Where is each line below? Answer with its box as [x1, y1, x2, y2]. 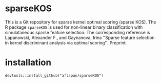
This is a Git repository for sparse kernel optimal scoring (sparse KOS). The [5, 19, 156, 25]
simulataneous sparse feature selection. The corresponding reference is [5, 29, 150, 35]
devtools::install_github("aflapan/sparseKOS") [5, 73, 104, 78]
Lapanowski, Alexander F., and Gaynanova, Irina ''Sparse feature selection [5, 35, 155, 41]
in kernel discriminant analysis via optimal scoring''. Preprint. [5, 40, 127, 45]
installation [5, 57, 52, 68]
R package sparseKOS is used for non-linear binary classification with [5, 24, 143, 30]
